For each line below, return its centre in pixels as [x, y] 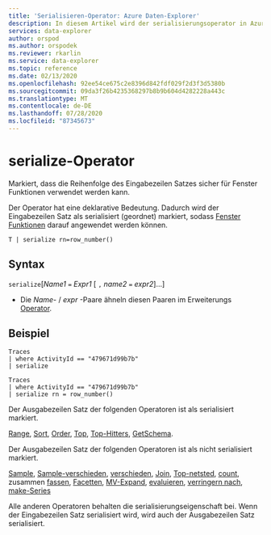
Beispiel [29, 333]
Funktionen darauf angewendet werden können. [88, 225]
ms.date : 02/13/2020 [43, 76]
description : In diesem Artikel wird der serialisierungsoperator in [128, 23]
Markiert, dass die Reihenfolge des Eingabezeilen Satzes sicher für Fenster [133, 183]
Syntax [27, 265]
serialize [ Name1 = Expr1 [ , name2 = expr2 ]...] [87, 284]
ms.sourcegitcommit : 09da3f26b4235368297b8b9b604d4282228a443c [117, 91]
